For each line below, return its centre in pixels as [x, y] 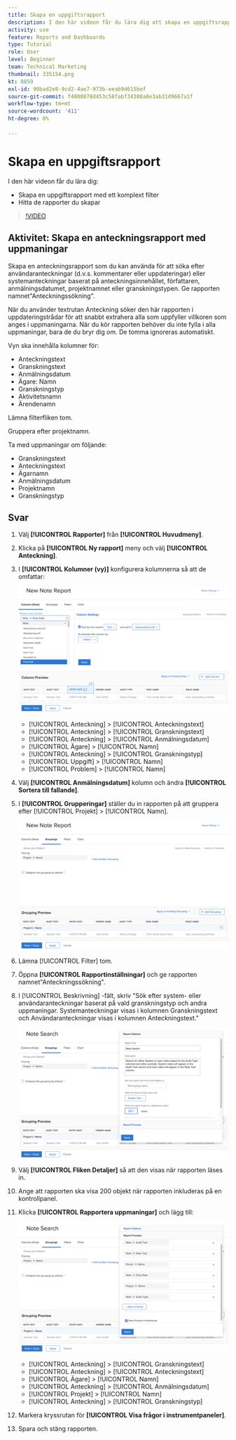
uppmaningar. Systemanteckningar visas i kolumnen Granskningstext [118, 1011]
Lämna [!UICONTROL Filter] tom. [65, 961]
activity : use [29, 30]
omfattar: [31, 577]
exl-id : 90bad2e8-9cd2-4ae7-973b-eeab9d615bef [77, 89]
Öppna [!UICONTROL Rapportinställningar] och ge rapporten [107, 975]
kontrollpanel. [38, 1198]
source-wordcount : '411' [44, 111]
